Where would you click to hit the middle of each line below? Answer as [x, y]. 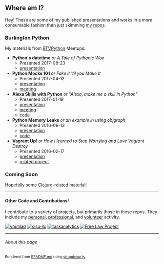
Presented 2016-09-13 [42, 125]
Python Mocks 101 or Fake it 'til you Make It [56, 73]
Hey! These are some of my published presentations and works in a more [79, 20]
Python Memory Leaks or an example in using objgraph [69, 120]
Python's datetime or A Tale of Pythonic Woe [58, 58]
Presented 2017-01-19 [41, 99]
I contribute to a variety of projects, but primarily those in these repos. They [81, 212]
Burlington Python [27, 38]
